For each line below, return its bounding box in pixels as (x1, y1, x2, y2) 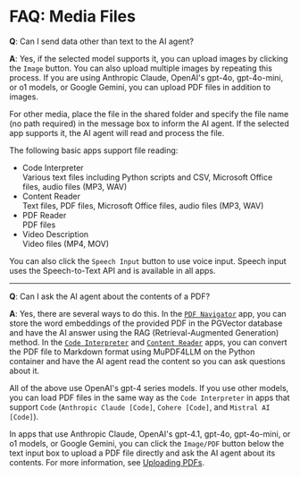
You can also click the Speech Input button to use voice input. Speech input (9, 255, 287, 266)
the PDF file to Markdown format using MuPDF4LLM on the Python (9, 346, 255, 357)
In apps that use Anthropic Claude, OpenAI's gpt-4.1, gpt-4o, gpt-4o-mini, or (9, 428, 291, 439)
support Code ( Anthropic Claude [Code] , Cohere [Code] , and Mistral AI (9, 401, 271, 413)
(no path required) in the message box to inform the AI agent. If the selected (9, 118, 290, 129)
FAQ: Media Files (9, 6, 137, 27)
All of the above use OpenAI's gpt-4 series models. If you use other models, (9, 382, 289, 393)
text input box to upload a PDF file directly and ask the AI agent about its (9, 447, 276, 458)
